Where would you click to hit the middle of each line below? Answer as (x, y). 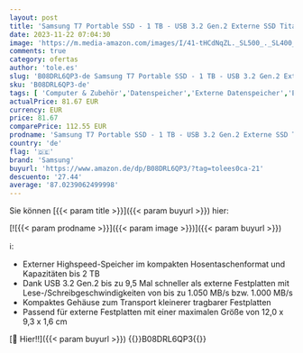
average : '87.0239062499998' (64, 186)
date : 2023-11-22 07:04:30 (60, 34)
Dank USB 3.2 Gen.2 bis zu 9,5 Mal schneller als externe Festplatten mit (156, 284)
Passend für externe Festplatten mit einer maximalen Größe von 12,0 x (153, 312)
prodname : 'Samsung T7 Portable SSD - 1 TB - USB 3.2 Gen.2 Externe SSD (149, 135)
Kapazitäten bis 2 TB (61, 274)
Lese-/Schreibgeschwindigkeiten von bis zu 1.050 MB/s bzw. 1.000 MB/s (157, 293)
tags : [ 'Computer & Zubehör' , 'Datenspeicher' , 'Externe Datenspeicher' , (149, 93)
